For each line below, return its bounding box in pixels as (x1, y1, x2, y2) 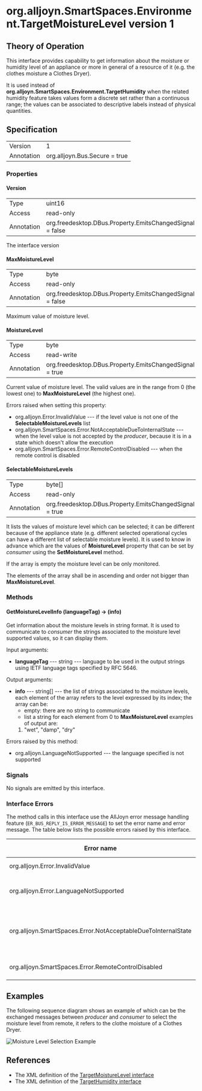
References (6, 1055, 50, 1066)
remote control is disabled (14, 452, 80, 459)
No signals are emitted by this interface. (6, 784, 105, 791)
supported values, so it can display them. (6, 634, 108, 642)
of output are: (23, 719, 58, 727)
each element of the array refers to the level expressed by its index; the (14, 694, 192, 701)
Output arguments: (6, 675, 53, 683)
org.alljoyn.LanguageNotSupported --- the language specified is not (14, 749, 185, 756)
